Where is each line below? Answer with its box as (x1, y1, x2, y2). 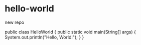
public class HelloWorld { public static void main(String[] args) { (5, 29, 136, 35)
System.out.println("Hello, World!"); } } (5, 34, 84, 40)
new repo (5, 19, 25, 25)
